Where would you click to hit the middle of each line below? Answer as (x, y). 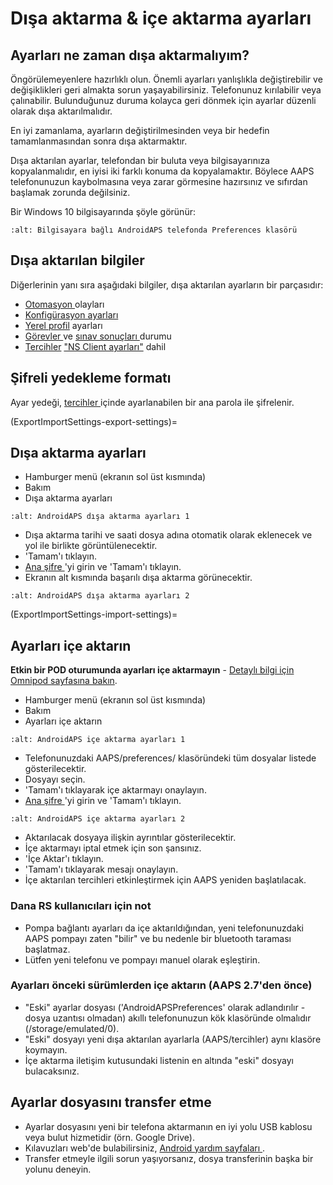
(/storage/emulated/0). (72, 1028)
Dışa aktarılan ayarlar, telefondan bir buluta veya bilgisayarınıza (140, 160)
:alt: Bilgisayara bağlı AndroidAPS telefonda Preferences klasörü (154, 230)
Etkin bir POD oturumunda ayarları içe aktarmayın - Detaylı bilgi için (152, 670)
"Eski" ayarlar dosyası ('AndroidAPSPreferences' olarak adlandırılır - (165, 1007)
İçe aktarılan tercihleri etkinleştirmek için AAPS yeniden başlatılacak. (165, 880)
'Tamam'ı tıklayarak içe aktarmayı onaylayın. (115, 790)
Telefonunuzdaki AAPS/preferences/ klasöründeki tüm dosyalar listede (170, 758)
